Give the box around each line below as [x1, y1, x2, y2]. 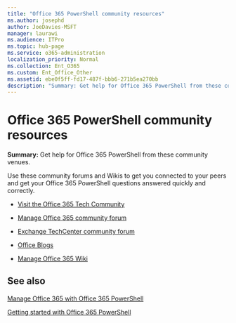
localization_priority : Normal [7, 56, 99, 63]
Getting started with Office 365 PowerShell [7, 308, 131, 317]
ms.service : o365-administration [7, 50, 105, 57]
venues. [7, 158, 30, 166]
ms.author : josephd [7, 17, 65, 24]
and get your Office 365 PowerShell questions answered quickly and [7, 179, 206, 187]
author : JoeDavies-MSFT [7, 23, 77, 30]
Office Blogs [17, 241, 54, 249]
